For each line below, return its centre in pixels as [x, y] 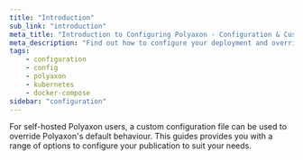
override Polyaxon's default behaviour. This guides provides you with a [141, 137]
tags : [19, 51]
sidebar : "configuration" [58, 101]
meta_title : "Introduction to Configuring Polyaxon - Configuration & [145, 34]
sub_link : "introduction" [58, 26]
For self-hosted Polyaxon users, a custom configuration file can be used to [148, 127]
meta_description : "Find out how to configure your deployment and [139, 43]
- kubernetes [50, 84]
